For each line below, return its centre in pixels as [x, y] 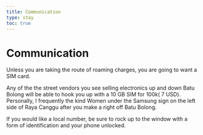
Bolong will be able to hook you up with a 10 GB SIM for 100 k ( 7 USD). [94, 94]
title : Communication [34, 12]
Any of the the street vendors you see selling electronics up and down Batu [101, 88]
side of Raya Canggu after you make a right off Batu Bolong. [81, 107]
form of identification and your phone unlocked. [66, 125]
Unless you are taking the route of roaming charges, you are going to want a [102, 70]
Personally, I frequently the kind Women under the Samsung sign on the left [101, 101]
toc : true [19, 23]
